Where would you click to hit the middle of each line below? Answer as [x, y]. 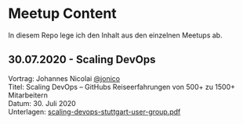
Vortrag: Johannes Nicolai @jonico [64, 78]
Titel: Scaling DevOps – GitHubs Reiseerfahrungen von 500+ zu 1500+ [122, 87]
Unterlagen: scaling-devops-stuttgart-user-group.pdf [94, 112]
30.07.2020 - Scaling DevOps [82, 60]
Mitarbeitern [28, 95]
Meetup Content [63, 14]
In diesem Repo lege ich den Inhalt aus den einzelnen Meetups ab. [115, 35]
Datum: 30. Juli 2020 [42, 103]
